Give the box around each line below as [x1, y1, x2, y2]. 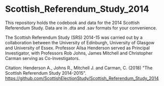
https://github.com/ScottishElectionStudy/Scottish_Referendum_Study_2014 [5, 75, 159, 81]
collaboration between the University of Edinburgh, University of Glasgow [5, 39, 155, 45]
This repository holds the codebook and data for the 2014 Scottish [5, 20, 140, 26]
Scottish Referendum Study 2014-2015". [5, 70, 87, 76]
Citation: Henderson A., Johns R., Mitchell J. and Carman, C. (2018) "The [5, 65, 153, 71]
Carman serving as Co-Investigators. [5, 55, 80, 61]
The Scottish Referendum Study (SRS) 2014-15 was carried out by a [5, 34, 143, 40]
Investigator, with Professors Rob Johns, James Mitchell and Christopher [5, 50, 153, 56]
